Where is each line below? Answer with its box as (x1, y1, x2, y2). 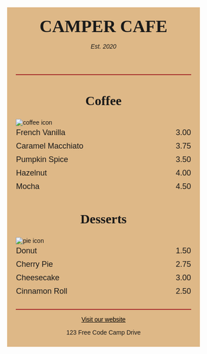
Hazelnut (15, 168, 47, 177)
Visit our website (81, 315, 126, 323)
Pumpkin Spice (15, 154, 69, 164)
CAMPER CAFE (39, 16, 168, 36)
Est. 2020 (90, 42, 117, 50)
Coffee (85, 93, 122, 108)
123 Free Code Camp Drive (66, 328, 141, 336)
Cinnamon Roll (15, 286, 68, 296)
